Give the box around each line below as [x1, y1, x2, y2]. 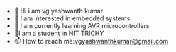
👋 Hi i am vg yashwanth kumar [13, 7, 104, 15]
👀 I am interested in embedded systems [13, 14, 131, 22]
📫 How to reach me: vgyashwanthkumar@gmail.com [13, 37, 169, 45]
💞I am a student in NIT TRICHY [13, 29, 104, 37]
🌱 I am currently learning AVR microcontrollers [13, 22, 150, 30]
